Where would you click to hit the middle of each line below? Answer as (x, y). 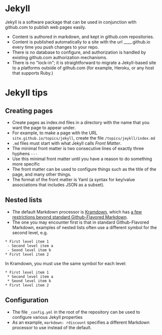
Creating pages (29, 111)
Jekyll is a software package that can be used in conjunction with (71, 22)
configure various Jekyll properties (47, 317)
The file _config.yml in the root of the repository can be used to (76, 312)
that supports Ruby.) (33, 73)
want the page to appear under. (44, 127)
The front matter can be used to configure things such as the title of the (84, 169)
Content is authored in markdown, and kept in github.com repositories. (83, 37)
